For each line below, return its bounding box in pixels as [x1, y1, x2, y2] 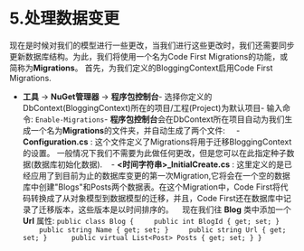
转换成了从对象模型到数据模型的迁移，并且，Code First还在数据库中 [30, 192, 283, 203]
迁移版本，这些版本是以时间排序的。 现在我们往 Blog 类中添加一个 [38, 204, 291, 215]
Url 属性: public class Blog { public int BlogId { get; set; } [22, 215, 280, 226]
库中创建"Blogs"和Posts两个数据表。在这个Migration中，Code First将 [22, 181, 280, 192]
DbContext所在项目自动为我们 [173, 114, 285, 125]
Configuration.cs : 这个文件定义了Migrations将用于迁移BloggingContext [22, 136, 292, 147]
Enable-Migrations [34, 115, 105, 125]
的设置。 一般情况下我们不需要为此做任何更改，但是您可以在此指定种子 [22, 147, 287, 158]
